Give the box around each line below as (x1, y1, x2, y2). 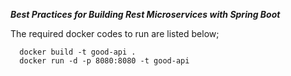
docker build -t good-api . (19, 47, 137, 57)
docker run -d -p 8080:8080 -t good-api (19, 56, 190, 66)
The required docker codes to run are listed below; (10, 28, 220, 39)
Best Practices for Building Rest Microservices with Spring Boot (10, 9, 281, 20)
